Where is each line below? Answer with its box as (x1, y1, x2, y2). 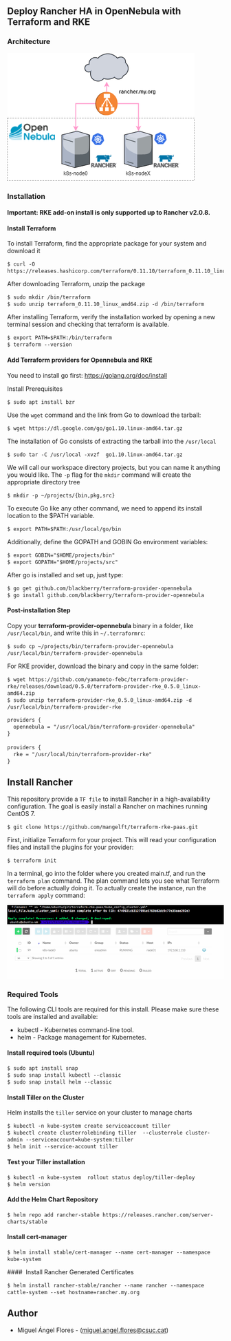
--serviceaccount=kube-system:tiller (25, 1137, 134, 1144)
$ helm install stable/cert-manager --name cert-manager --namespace (7, 1249, 211, 1256)
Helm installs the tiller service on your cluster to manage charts (7, 1108, 192, 1117)
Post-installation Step (7, 606, 71, 614)
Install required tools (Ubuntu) (7, 1049, 95, 1057)
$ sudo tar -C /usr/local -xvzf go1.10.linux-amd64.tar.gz (7, 451, 184, 458)
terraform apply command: (7, 891, 85, 899)
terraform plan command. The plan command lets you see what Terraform (7, 877, 220, 885)
